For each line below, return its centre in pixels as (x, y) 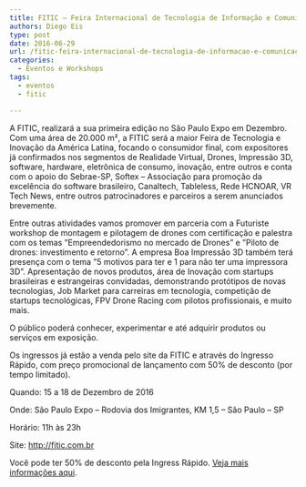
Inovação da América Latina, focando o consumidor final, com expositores (149, 147)
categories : (32, 60)
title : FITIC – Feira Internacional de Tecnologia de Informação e (140, 18)
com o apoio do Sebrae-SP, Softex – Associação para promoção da (136, 176)
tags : (20, 77)
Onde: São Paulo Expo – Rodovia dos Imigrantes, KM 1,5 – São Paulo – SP (147, 410)
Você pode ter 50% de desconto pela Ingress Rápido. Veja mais (129, 462)
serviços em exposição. (54, 337)
